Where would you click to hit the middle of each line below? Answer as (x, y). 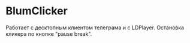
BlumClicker (37, 11)
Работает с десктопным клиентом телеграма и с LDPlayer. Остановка (95, 27)
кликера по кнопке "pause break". (49, 33)
